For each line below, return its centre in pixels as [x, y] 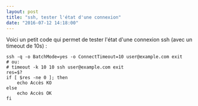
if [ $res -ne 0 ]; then [37, 78]
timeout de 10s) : [27, 46]
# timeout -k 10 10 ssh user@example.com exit [65, 67]
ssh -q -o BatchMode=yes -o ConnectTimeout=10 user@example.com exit [95, 57]
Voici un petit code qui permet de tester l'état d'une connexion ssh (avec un [99, 40]
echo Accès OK [34, 93]
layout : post [22, 12]
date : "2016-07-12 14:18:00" [42, 23]
